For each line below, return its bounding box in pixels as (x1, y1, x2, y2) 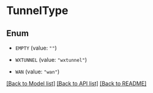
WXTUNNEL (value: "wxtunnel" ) (15, 56, 88, 63)
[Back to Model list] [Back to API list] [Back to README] (6, 80, 147, 87)
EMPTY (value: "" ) (15, 44, 57, 51)
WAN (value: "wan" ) (15, 68, 60, 75)
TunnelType (6, 4, 69, 18)
